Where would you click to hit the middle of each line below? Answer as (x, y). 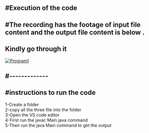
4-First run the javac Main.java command (46, 120)
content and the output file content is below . (75, 32)
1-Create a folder (22, 104)
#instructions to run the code (51, 93)
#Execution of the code (41, 8)
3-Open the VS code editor (32, 115)
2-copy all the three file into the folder (43, 110)
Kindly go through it (36, 49)
